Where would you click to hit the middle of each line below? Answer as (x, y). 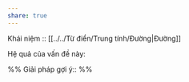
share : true (27, 16)
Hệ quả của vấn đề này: (46, 53)
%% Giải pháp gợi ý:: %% (50, 69)
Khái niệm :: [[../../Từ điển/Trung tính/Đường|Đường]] (94, 38)
